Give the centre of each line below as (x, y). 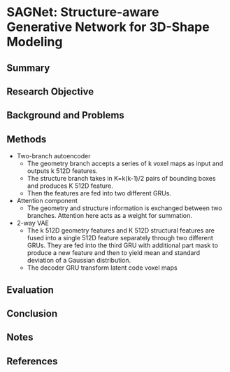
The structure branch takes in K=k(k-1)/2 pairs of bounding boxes (121, 179)
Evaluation (30, 290)
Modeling (35, 42)
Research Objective (50, 91)
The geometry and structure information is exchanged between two (124, 208)
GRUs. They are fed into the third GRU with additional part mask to (122, 245)
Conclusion (32, 314)
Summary (28, 68)
